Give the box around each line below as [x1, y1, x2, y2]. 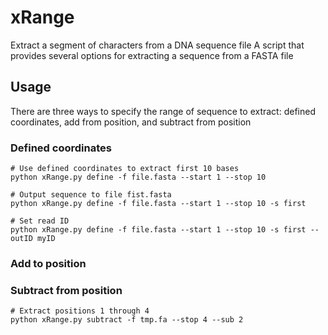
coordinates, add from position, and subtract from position [10, 116, 252, 128]
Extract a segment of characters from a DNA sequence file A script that [10, 39, 305, 51]
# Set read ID [10, 216, 70, 226]
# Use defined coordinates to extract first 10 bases [10, 164, 240, 174]
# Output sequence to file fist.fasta [10, 190, 172, 200]
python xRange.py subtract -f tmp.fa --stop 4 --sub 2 [10, 315, 244, 325]
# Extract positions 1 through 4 [10, 306, 150, 316]
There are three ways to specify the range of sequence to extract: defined [10, 105, 316, 117]
